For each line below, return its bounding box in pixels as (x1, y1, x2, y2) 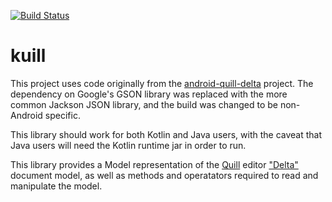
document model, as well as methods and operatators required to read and (10, 169, 319, 181)
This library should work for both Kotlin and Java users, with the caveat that (10, 128, 323, 140)
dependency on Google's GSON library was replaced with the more (10, 88, 288, 100)
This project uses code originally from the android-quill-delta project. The (10, 77, 314, 89)
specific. (44, 109, 81, 121)
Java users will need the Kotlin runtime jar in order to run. (10, 139, 247, 151)
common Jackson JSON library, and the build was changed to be (10, 98, 278, 110)
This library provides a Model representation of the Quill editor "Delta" (10, 158, 299, 170)
